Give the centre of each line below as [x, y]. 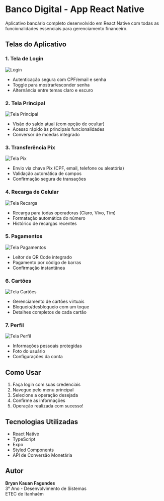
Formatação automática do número [49, 218]
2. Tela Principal [25, 103]
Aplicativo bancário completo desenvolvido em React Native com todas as [82, 23]
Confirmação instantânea [39, 268]
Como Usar [23, 372]
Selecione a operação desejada [45, 395]
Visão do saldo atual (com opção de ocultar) [58, 124]
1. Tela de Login [24, 59]
